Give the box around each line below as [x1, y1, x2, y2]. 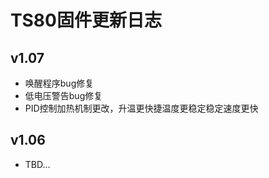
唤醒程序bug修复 [24, 77, 95, 89]
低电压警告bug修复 [24, 90, 103, 101]
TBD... [24, 158, 51, 170]
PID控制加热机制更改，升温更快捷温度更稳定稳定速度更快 [24, 102, 259, 114]
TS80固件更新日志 [10, 9, 162, 32]
